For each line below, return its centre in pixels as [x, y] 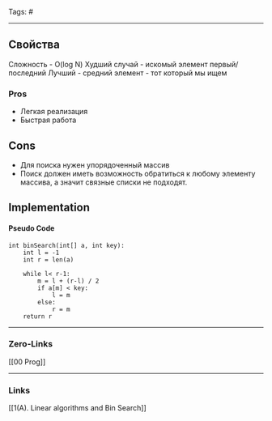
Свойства [34, 45]
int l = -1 [41, 253]
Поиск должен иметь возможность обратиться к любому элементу [138, 173]
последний [28, 73]
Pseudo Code [32, 228]
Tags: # [21, 12]
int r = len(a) [49, 259]
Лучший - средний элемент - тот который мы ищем [138, 73]
